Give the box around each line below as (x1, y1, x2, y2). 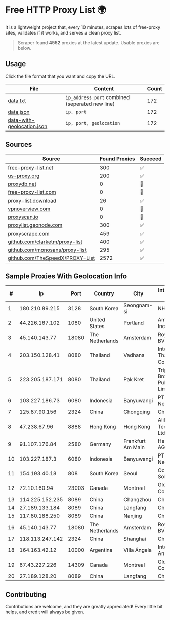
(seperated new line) (65, 100, 115, 107)
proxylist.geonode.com (8, 221, 63, 229)
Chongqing (123, 408, 150, 415)
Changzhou (123, 496, 151, 503)
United (89, 316, 105, 323)
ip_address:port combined (65, 93, 130, 101)
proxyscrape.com (8, 230, 50, 237)
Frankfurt (123, 438, 146, 445)
